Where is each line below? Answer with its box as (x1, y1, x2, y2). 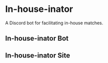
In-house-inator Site (5, 51, 70, 60)
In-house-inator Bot (5, 34, 69, 43)
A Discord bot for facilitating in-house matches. (5, 20, 103, 26)
